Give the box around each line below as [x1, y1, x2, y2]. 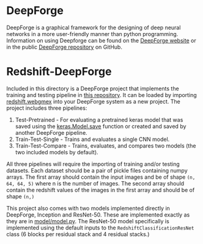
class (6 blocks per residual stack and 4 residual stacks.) [6, 230, 150, 238]
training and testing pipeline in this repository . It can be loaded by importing [6, 91, 197, 98]
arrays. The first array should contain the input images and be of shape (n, [6, 173, 196, 181]
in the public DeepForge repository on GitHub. [6, 43, 122, 51]
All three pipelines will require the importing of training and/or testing [6, 160, 180, 168]
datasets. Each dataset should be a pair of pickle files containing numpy [6, 167, 188, 174]
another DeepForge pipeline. [15, 129, 87, 136]
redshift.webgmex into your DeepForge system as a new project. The [6, 98, 180, 105]
